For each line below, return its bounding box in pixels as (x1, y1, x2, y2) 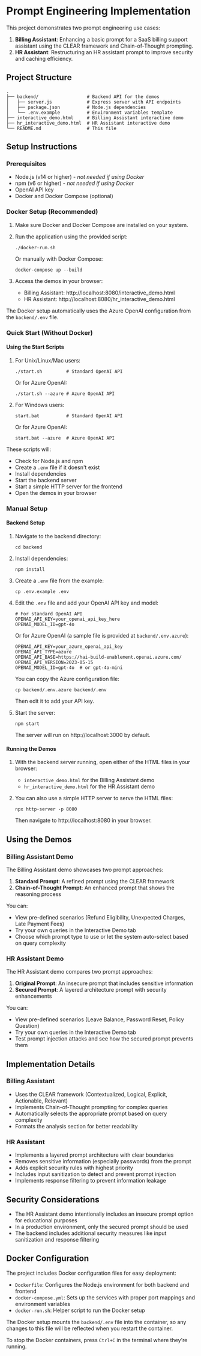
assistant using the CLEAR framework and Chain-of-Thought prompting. (14, 42, 194, 49)
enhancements (14, 992, 52, 1000)
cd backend (14, 544, 43, 550)
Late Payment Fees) (14, 920, 65, 927)
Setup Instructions (6, 142, 77, 152)
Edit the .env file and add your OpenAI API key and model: (14, 599, 159, 606)
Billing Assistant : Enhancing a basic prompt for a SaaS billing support (14, 36, 188, 43)
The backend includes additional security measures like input (14, 1230, 167, 1237)
